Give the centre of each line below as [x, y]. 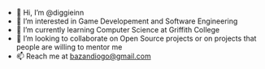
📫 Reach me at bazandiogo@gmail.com [84, 56]
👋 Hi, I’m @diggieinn [50, 13]
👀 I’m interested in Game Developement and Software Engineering [127, 21]
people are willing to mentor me [69, 47]
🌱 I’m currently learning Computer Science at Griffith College [118, 30]
